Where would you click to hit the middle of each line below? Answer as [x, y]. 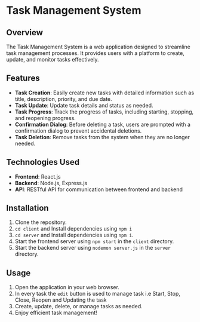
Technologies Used [43, 162]
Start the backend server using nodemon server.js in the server [93, 248]
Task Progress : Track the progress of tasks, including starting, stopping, [104, 112]
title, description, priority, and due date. [63, 99]
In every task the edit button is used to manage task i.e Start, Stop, [98, 294]
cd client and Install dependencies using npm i [73, 229]
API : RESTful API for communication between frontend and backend [99, 189]
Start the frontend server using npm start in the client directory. [94, 241]
